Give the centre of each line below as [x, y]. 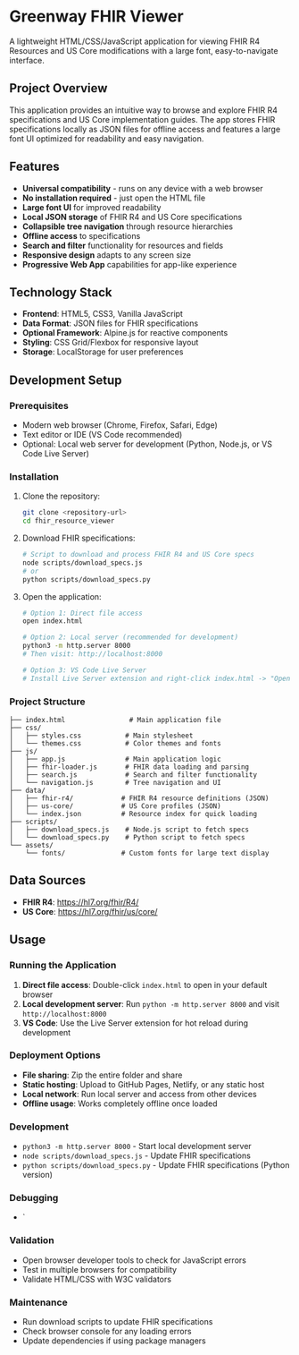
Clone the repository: [61, 496]
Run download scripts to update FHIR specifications [117, 1322]
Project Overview [58, 88]
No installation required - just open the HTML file [114, 198]
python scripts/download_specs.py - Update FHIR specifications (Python [156, 1165]
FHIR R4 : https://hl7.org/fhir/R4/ [80, 902]
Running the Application [63, 966]
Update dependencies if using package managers [114, 1341]
